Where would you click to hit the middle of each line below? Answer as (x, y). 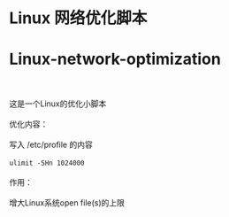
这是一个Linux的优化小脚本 (58, 104)
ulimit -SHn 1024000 (47, 163)
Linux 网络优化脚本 (78, 18)
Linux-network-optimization (115, 59)
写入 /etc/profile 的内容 (51, 145)
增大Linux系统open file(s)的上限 (67, 203)
